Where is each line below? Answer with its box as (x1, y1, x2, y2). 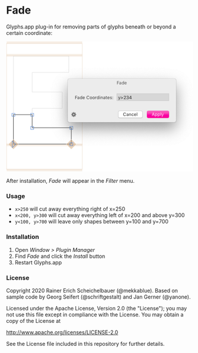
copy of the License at (6, 317, 61, 324)
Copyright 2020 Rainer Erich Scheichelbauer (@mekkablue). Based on (6, 287, 178, 294)
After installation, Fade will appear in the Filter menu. (6, 177, 135, 184)
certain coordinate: (6, 29, 53, 36)
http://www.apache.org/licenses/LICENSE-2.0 (6, 329, 119, 336)
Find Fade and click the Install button (14, 252, 106, 260)
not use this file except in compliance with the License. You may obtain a (6, 311, 184, 318)
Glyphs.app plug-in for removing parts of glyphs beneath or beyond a (6, 23, 176, 30)
